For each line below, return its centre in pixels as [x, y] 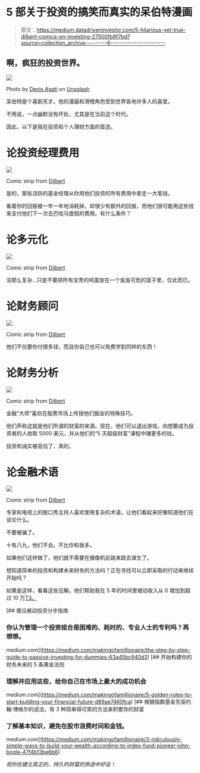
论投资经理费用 [43, 153]
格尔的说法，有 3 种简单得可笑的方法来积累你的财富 [81, 709]
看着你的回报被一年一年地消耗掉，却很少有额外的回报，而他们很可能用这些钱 [100, 205]
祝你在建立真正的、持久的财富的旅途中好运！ [61, 764]
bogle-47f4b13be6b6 [32, 752]
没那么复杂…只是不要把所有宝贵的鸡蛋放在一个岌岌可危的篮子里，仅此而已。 [100, 280]
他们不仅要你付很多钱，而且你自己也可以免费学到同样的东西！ [82, 347]
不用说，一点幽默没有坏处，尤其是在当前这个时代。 [69, 114]
